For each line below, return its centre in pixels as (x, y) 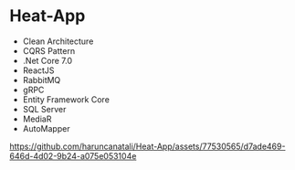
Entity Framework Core (66, 99)
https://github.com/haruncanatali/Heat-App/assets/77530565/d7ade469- (147, 146)
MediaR (37, 119)
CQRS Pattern (49, 50)
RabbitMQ (42, 80)
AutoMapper (46, 128)
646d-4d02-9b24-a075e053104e (73, 155)
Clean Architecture (58, 41)
